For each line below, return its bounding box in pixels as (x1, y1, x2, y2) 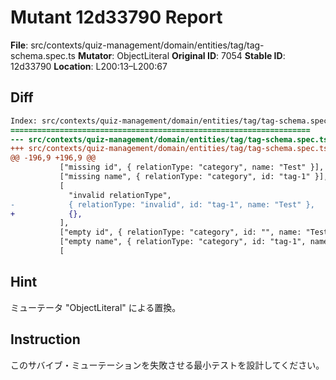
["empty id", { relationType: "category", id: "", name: (59, 227, 302, 238)
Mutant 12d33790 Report (10, 6, 223, 29)
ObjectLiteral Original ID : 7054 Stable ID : (116, 49, 286, 61)
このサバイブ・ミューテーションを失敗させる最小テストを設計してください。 (10, 359, 325, 371)
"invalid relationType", (68, 190, 172, 200)
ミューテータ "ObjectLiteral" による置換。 (10, 301, 182, 313)
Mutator (77, 49, 113, 61)
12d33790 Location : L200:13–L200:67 (10, 60, 168, 72)
